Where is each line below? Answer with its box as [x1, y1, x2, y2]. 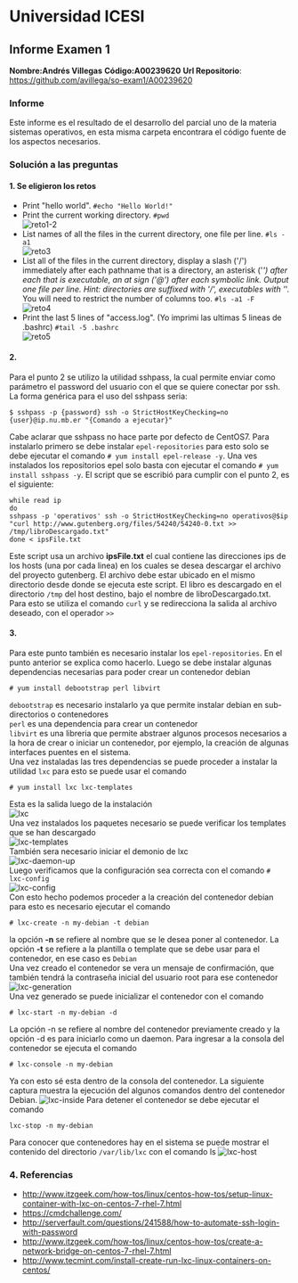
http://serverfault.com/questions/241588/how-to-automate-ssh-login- [21, 1217, 280, 1228]
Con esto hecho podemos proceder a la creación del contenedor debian [9, 892, 274, 902]
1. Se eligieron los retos [9, 180, 96, 191]
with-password [21, 1227, 78, 1238]
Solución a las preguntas [9, 159, 118, 171]
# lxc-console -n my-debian [9, 1059, 114, 1069]
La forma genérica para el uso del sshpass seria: [9, 391, 189, 401]
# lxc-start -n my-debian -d [9, 1007, 117, 1017]
